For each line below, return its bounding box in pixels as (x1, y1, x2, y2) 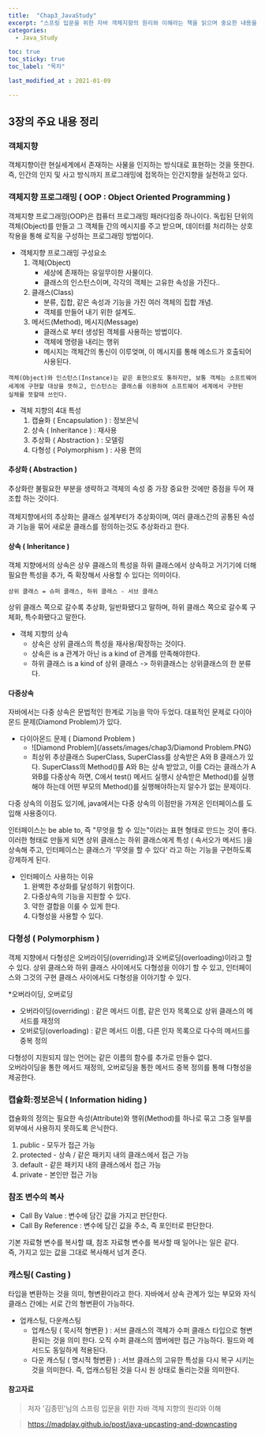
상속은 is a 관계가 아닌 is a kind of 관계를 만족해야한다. (31, 649, 200, 659)
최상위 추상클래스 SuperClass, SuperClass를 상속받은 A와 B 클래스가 (31, 752, 246, 762)
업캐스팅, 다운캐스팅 (19, 1315, 81, 1325)
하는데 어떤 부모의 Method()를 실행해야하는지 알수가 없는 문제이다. (46, 782, 251, 792)
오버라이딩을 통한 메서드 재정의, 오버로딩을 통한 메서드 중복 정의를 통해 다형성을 (8, 1062, 252, 1072)
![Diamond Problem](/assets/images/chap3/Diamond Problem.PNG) (31, 743, 252, 752)
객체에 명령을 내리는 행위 (43, 337, 120, 346)
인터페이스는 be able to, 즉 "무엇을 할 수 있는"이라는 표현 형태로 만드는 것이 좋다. (8, 826, 257, 835)
